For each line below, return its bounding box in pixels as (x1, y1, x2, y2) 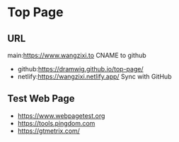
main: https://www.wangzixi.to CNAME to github (7, 51, 146, 59)
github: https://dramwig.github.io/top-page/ (17, 65, 144, 73)
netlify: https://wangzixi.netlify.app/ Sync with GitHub (17, 72, 172, 81)
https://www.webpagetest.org (17, 111, 105, 120)
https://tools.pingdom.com (17, 119, 96, 127)
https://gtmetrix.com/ (17, 126, 80, 135)
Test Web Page (7, 93, 76, 105)
